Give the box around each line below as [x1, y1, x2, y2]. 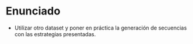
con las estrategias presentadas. [14, 30, 96, 37]
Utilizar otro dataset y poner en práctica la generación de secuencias [14, 24, 187, 31]
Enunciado [5, 4, 61, 18]
